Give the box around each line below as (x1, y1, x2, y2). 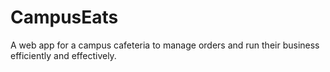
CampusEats (10, 6, 119, 29)
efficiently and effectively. (10, 49, 117, 61)
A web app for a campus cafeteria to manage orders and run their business (10, 39, 320, 51)
